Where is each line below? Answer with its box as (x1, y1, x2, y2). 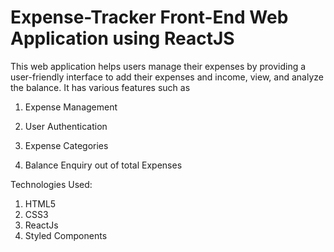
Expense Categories (24, 139, 109, 151)
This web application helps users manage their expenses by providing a (10, 60, 307, 72)
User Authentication (24, 120, 108, 132)
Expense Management (24, 101, 118, 113)
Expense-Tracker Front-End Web (10, 6, 289, 29)
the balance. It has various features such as (10, 81, 191, 93)
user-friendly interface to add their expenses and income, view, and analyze (10, 71, 324, 83)
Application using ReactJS (10, 27, 235, 50)
